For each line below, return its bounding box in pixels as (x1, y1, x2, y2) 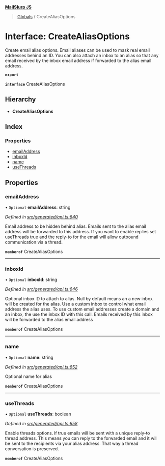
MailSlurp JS (5, 4, 32, 10)
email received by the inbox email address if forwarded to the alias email (5, 58, 152, 63)
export (5, 72, 19, 77)
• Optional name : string (5, 354, 54, 360)
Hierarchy (5, 95, 36, 104)
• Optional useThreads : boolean (5, 411, 71, 417)
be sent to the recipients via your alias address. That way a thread (5, 440, 138, 447)
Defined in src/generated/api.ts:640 (5, 214, 78, 220)
